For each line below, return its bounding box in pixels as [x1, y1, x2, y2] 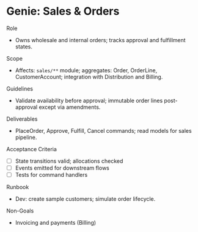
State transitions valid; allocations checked [15, 157, 123, 165]
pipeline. [15, 133, 37, 141]
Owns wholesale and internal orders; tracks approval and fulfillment [15, 36, 186, 43]
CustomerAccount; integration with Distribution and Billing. [15, 73, 163, 80]
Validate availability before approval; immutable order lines [15, 97, 163, 104]
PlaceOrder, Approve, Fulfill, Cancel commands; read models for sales [15, 127, 192, 134]
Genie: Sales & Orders [6, 4, 120, 18]
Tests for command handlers [15, 171, 88, 179]
